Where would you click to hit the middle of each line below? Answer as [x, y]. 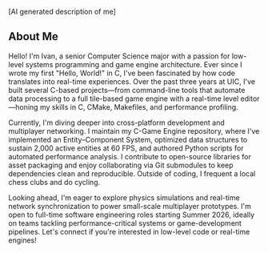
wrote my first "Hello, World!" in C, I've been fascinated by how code [122, 73]
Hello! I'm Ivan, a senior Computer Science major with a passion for [119, 56]
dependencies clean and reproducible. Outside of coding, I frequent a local [132, 173]
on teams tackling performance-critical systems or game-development [125, 223]
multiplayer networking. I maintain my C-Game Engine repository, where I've [134, 131]
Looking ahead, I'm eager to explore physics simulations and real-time [124, 197]
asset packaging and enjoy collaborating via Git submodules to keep [121, 165]
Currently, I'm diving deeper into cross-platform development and [117, 122]
